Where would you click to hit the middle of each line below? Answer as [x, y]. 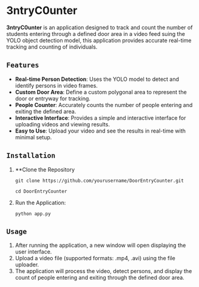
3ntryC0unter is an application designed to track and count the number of [99, 27]
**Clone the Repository [45, 169]
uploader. [27, 265]
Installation [31, 156]
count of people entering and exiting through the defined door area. [100, 278]
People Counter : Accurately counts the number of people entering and [104, 105]
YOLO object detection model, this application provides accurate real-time [99, 40]
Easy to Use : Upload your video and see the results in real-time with [100, 131]
